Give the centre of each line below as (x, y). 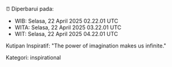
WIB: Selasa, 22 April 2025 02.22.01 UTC (66, 21)
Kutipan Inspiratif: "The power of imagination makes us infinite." (86, 46)
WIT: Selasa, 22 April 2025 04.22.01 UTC (66, 34)
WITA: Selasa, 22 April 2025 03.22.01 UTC (68, 27)
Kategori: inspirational (33, 58)
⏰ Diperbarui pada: (30, 9)
